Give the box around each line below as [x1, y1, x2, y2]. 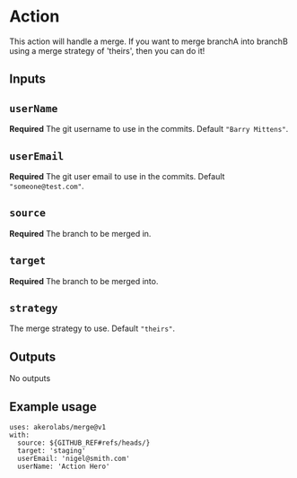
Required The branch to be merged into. [9, 275, 159, 286]
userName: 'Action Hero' [17, 462, 110, 472]
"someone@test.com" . [9, 180, 84, 191]
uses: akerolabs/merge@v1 [9, 423, 106, 432]
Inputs [9, 72, 47, 87]
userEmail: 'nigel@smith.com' [17, 455, 130, 464]
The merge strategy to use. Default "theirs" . [9, 323, 176, 334]
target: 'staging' [17, 447, 87, 456]
